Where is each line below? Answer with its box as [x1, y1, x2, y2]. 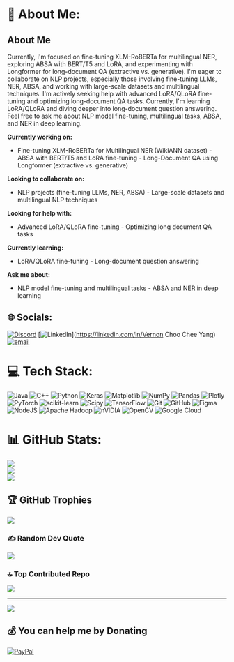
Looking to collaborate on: [7, 174, 85, 183]
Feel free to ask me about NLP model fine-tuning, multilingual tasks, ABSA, [7, 112, 221, 120]
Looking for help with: [7, 209, 72, 217]
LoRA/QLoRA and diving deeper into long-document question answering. [7, 105, 217, 112]
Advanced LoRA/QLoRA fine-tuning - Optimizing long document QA [17, 223, 212, 231]
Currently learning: [7, 243, 64, 252]
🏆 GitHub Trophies [7, 495, 93, 506]
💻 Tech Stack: [7, 363, 93, 379]
